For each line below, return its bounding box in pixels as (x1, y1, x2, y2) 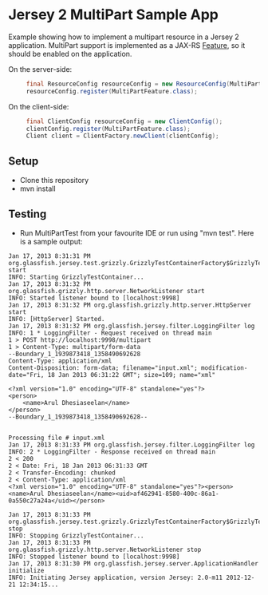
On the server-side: (8, 64, 73, 73)
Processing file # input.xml (8, 434, 105, 442)
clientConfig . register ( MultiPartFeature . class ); (26, 125, 191, 133)
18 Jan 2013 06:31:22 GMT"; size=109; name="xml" (47, 371, 216, 379)
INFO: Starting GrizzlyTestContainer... (8, 273, 145, 281)
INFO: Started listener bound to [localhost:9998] (8, 294, 180, 302)
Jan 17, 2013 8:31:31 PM (8, 252, 91, 260)
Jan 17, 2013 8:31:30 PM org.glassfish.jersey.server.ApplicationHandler (8, 559, 259, 568)
